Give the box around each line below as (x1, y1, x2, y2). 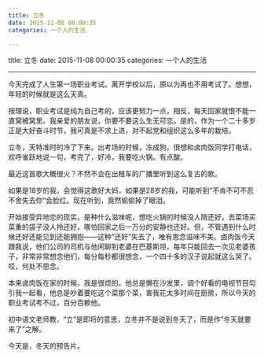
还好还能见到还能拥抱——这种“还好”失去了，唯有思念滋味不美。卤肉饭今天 (14, 232, 255, 242)
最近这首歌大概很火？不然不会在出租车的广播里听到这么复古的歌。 (8, 169, 222, 179)
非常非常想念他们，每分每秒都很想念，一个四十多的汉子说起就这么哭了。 (21, 252, 256, 261)
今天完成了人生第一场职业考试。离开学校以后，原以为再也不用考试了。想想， (8, 79, 256, 89)
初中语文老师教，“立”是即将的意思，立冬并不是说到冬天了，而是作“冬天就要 (8, 315, 251, 324)
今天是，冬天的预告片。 (8, 341, 84, 351)
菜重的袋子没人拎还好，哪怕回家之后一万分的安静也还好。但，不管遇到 (8, 222, 236, 232)
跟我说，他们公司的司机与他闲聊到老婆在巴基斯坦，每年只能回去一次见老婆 (8, 242, 249, 252)
